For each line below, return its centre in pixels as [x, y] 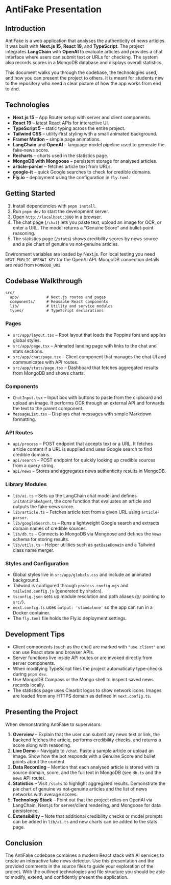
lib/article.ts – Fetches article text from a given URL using [76, 512]
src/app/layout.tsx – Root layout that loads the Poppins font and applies [89, 335]
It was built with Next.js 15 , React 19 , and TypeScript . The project [75, 46]
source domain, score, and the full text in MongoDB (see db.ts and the [87, 772]
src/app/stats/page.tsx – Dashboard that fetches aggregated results [85, 368]
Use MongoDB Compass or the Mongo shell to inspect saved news [83, 679]
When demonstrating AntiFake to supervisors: [54, 724]
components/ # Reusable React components [59, 302]
